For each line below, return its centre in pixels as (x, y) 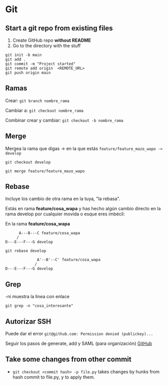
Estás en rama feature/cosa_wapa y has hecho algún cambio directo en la (83, 209)
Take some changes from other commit (68, 359)
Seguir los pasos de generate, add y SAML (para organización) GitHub (79, 343)
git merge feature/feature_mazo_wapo (45, 171)
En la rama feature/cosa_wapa (38, 224)
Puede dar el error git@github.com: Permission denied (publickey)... (79, 334)
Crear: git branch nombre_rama (37, 101)
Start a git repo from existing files (59, 28)
